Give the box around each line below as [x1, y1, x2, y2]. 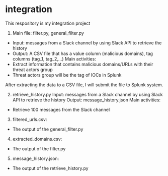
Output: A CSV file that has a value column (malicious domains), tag [12, 50, 153, 56]
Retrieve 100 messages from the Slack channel [12, 106, 110, 112]
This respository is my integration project [5, 20, 91, 26]
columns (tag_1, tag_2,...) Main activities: [12, 55, 97, 62]
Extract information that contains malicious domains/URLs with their [12, 61, 153, 67]
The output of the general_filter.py [12, 126, 83, 132]
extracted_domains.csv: [12, 136, 62, 142]
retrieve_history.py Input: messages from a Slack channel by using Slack [12, 91, 163, 97]
